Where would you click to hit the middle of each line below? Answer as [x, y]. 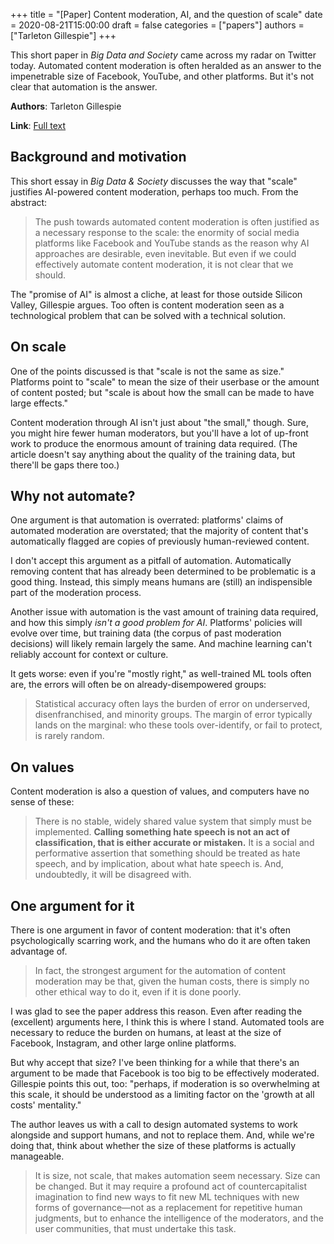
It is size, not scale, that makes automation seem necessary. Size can [177, 1176]
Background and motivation [98, 157]
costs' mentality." [46, 1105]
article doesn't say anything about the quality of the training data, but [153, 454]
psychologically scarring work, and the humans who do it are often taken [160, 941]
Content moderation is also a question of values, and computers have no [160, 791]
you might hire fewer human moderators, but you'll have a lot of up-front [159, 433]
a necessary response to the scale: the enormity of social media [167, 232]
